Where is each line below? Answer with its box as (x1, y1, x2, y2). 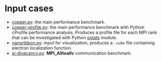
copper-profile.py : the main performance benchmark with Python (11, 24, 145, 30)
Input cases (4, 3, 54, 14)
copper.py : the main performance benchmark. (11, 19, 105, 25)
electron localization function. (11, 45, 72, 51)
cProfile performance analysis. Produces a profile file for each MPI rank (11, 29, 157, 35)
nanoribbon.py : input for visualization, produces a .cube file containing (11, 40, 155, 45)
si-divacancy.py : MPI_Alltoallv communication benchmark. (11, 50, 132, 56)
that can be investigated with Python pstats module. (11, 35, 118, 41)
